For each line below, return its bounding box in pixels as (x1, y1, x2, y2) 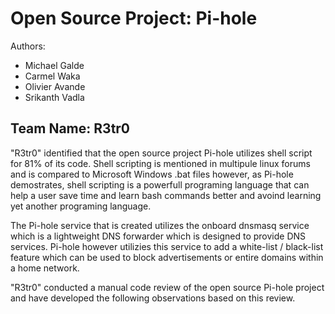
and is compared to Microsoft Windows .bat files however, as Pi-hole (10, 168, 294, 180)
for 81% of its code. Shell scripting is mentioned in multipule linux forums (10, 157, 311, 169)
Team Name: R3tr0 (10, 120, 131, 137)
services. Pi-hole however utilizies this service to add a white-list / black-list (10, 240, 324, 252)
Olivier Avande (24, 80, 86, 92)
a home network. (10, 262, 80, 274)
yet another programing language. (10, 200, 152, 212)
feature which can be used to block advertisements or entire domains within (10, 251, 324, 263)
